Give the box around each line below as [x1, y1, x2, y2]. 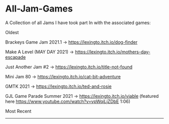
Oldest [5, 29, 19, 35]
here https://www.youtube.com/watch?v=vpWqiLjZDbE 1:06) [5, 98, 131, 104]
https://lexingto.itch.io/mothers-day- [74, 49, 151, 55]
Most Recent [5, 108, 32, 114]
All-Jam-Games [5, 3, 73, 15]
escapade [5, 54, 26, 60]
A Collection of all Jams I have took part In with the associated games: [5, 20, 151, 26]
